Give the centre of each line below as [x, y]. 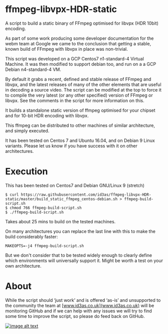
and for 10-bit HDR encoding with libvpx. [47, 115]
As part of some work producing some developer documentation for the [79, 38]
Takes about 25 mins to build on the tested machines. [60, 221]
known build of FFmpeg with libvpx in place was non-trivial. [66, 49]
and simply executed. [27, 131]
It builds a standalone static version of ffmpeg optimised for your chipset [80, 110]
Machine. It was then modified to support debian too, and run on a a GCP [81, 64]
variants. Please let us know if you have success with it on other [71, 146]
